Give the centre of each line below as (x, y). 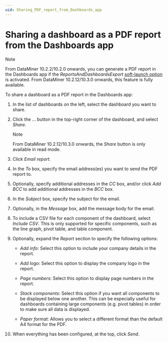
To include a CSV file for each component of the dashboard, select (81, 218)
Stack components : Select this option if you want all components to (90, 293)
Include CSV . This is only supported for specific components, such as (85, 223)
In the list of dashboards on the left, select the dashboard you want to (84, 104)
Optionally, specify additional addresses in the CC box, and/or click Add (87, 184)
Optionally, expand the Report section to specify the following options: (85, 238)
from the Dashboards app (59, 45)
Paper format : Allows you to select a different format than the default (91, 319)
